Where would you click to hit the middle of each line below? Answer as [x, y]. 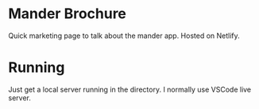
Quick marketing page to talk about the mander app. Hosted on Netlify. [124, 36]
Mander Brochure [68, 14]
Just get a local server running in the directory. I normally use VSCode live [130, 89]
